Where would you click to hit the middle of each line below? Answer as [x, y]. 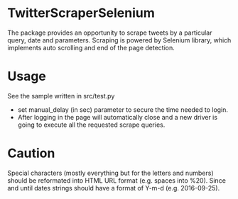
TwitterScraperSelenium [81, 13]
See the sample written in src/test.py [61, 96]
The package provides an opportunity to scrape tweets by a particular [110, 33]
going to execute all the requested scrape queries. [91, 125]
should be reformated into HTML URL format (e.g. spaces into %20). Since [117, 180]
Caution [31, 153]
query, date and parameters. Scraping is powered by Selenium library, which [119, 40]
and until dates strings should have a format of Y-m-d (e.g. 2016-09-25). [114, 188]
